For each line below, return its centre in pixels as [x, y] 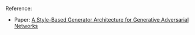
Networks [26, 26]
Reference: [19, 8]
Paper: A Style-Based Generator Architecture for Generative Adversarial [101, 20]
